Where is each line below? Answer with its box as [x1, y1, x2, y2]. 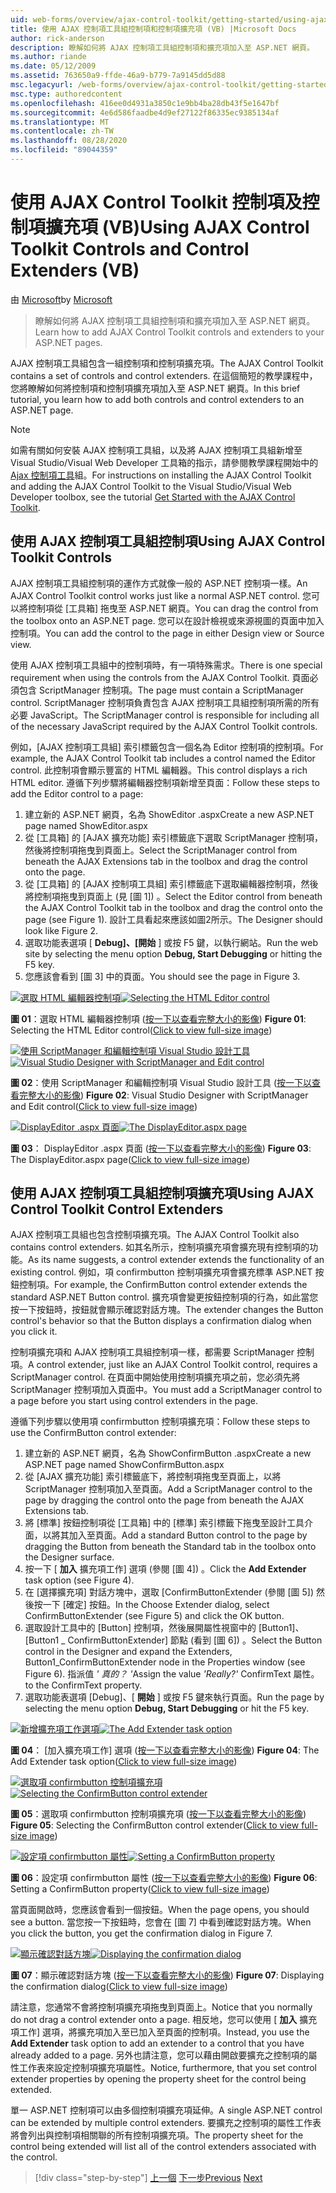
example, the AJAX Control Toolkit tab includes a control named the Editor [10, 752, 316, 764]
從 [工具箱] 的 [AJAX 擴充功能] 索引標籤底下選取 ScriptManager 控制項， [24, 831, 323, 843]
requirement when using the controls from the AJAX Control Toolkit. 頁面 [10, 671, 310, 683]
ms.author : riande [10, 52, 87, 62]
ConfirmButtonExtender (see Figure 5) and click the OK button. [24, 1610, 285, 1622]
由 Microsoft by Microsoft [10, 293, 113, 305]
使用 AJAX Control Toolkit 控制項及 [10, 191, 303, 214]
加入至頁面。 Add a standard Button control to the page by [68, 1529, 308, 1541]
